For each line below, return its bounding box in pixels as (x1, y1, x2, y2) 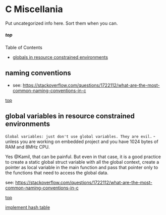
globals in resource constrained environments (12, 54, 108, 60)
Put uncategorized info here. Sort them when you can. (5, 20, 118, 26)
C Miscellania (5, 4, 63, 15)
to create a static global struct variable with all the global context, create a (5, 159, 159, 165)
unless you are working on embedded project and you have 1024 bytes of (5, 138, 158, 145)
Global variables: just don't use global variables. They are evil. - (5, 133, 155, 139)
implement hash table (5, 204, 50, 210)
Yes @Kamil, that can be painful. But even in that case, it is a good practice (5, 154, 161, 160)
